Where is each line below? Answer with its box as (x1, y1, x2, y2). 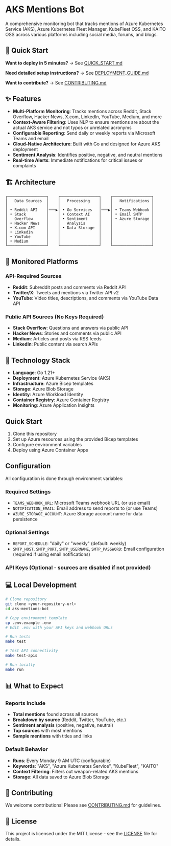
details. (5, 836, 21, 842)
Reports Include (5, 700, 46, 707)
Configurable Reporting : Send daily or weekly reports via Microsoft (12, 129, 156, 136)
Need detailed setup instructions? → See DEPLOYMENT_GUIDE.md (5, 70, 149, 76)
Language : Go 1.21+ (12, 370, 55, 376)
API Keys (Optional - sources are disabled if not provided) (5, 564, 151, 571)
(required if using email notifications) (12, 551, 90, 557)
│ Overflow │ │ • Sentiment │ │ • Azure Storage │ (5, 216, 154, 222)
